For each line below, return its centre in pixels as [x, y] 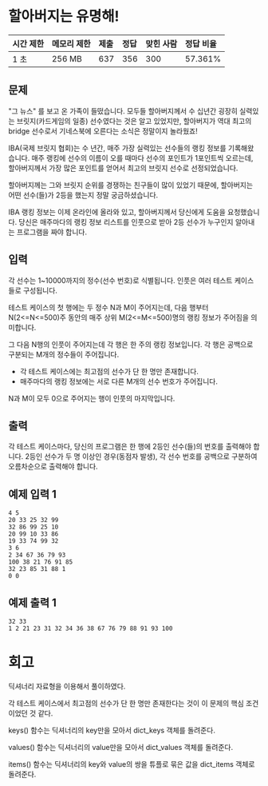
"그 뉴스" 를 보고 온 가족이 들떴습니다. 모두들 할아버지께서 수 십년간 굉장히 [123, 111]
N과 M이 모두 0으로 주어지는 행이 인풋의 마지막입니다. [92, 398]
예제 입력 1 [33, 494]
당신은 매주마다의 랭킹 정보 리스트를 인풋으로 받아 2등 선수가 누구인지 [126, 221]
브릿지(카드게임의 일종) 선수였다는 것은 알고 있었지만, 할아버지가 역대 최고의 [134, 121]
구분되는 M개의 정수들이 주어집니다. [64, 354]
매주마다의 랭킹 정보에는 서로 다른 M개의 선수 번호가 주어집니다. [118, 381]
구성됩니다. [40, 290]
